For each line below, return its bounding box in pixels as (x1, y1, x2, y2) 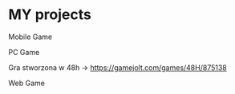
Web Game (8, 78, 46, 88)
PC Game (8, 47, 40, 57)
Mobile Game (8, 32, 53, 41)
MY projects (8, 6, 92, 24)
